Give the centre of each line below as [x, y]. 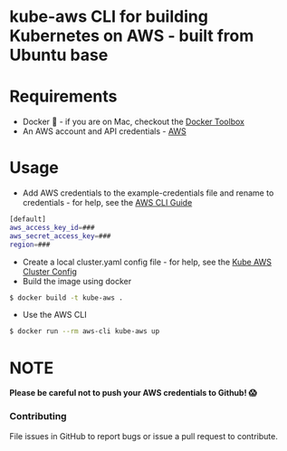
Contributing [38, 417]
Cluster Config [49, 271]
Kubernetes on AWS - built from [132, 36]
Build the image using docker [77, 281]
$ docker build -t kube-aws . [67, 297]
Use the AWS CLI [55, 315]
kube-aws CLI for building [109, 17]
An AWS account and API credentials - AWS [105, 131]
